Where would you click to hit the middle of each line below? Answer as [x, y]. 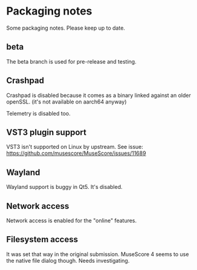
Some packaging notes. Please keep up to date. [66, 28]
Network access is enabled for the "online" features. [72, 220]
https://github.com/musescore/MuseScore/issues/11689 [76, 153]
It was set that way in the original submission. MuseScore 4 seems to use [98, 254]
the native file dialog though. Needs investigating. [68, 260]
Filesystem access [42, 239]
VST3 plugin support [46, 132]
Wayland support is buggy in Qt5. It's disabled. [64, 187]
